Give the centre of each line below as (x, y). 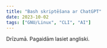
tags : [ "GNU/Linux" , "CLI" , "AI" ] (49, 22)
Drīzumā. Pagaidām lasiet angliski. (48, 39)
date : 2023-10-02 (27, 17)
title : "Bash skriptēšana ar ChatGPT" (54, 11)
